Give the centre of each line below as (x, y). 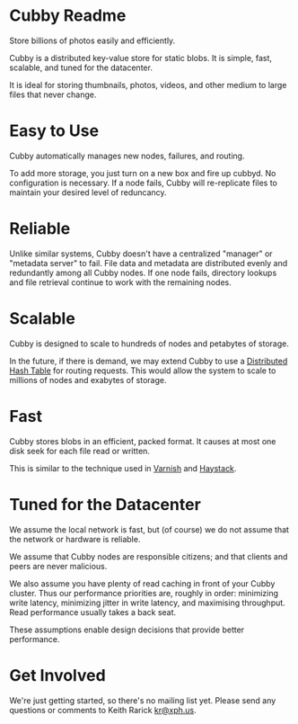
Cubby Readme (68, 16)
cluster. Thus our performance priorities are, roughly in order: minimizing (144, 593)
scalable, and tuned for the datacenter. (81, 67)
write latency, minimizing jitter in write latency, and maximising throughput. (147, 603)
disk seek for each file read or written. (80, 451)
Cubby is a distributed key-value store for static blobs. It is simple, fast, (140, 58)
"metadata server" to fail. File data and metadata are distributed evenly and (149, 263)
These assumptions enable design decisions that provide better (127, 630)
